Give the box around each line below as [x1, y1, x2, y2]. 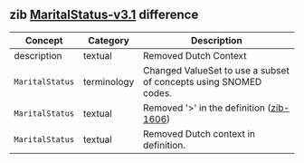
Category [88, 34, 129, 46]
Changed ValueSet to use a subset [143, 63, 290, 76]
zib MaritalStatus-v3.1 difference [9, 7, 199, 23]
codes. [143, 86, 172, 99]
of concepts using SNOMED [143, 75, 262, 88]
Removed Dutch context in [143, 127, 256, 139]
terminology [82, 75, 135, 88]
